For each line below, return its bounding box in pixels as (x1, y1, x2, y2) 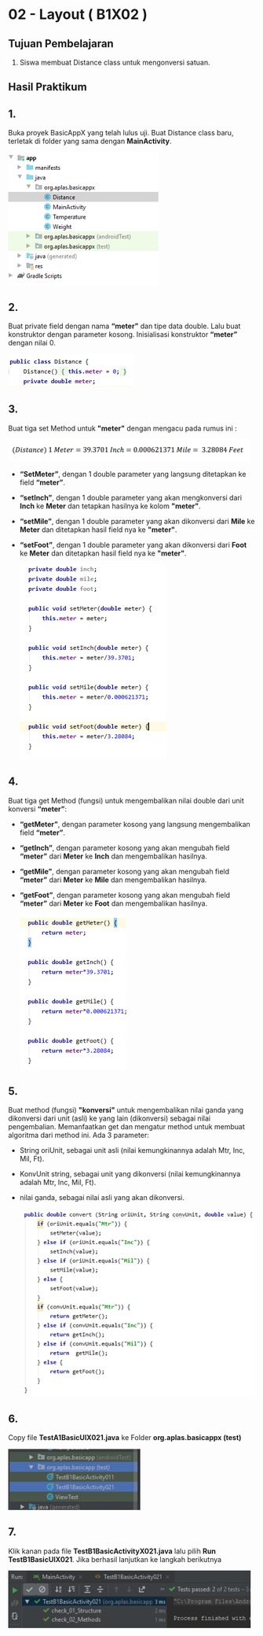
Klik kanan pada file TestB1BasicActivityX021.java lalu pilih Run (8, 1546, 216, 1556)
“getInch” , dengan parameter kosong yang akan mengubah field (19, 843, 230, 852)
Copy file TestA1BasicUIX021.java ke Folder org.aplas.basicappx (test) (8, 1432, 242, 1442)
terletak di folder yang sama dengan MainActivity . (8, 136, 172, 146)
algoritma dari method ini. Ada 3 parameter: (8, 1131, 149, 1140)
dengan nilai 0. (8, 338, 57, 348)
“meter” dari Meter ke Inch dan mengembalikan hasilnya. (19, 851, 208, 861)
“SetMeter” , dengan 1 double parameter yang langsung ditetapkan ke (19, 469, 247, 478)
